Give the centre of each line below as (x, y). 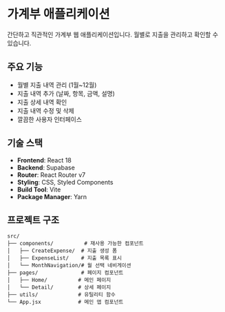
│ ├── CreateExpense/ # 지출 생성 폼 (62, 251)
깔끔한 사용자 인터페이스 (50, 119)
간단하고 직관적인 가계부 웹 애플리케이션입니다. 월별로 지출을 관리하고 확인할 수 (113, 34)
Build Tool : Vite (39, 189)
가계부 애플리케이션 (58, 14)
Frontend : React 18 (44, 160)
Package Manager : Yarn (52, 196)
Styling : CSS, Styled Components (65, 182)
